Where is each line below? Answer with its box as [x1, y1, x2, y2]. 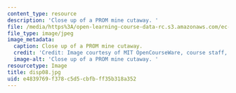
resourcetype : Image [7, 62, 68, 69]
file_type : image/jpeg [7, 29, 74, 37]
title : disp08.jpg [7, 69, 61, 76]
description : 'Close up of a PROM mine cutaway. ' [7, 17, 159, 24]
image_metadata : [7, 36, 55, 43]
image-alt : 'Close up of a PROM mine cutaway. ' [13, 56, 159, 63]
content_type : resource [7, 10, 77, 17]
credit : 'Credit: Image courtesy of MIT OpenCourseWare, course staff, [13, 50, 228, 57]
